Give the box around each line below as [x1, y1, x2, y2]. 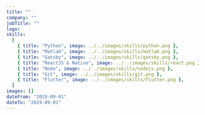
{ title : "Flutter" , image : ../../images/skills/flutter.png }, [17, 77, 184, 83]
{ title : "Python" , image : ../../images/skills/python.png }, [17, 43, 179, 49]
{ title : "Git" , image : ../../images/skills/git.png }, [17, 71, 163, 77]
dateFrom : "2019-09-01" [6, 94, 67, 100]
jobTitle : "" [6, 20, 40, 26]
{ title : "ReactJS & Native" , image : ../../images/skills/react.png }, [17, 60, 203, 66]
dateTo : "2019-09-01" [6, 99, 62, 105]
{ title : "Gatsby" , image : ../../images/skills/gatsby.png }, [17, 54, 179, 60]
